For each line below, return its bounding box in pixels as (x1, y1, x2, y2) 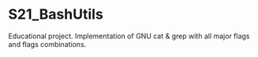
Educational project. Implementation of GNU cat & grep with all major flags (8, 31, 250, 41)
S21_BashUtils (8, 5, 104, 23)
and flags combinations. (8, 39, 87, 48)
